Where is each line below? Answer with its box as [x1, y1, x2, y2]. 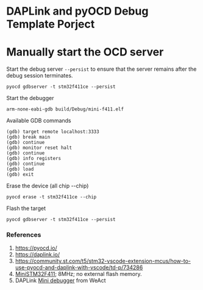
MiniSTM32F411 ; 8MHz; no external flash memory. [15, 270, 142, 278]
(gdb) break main [6, 134, 51, 140]
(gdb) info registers [6, 156, 62, 162]
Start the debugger [6, 95, 54, 102]
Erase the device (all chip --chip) [6, 182, 89, 190]
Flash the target [6, 205, 46, 212]
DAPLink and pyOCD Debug [6, 4, 149, 18]
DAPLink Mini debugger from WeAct [15, 277, 106, 285]
